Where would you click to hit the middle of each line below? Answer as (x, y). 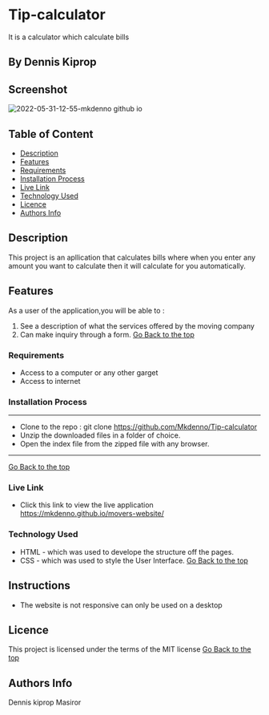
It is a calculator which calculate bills (69, 37)
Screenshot (38, 89)
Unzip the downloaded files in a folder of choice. (100, 435)
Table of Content (51, 134)
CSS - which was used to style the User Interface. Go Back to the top (134, 560)
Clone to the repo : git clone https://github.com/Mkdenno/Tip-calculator (139, 427)
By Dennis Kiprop (53, 62)
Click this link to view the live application (86, 505)
